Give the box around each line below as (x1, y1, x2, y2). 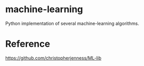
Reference (5, 38, 50, 50)
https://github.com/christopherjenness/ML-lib (5, 55, 102, 61)
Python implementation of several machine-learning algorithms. (5, 20, 139, 26)
